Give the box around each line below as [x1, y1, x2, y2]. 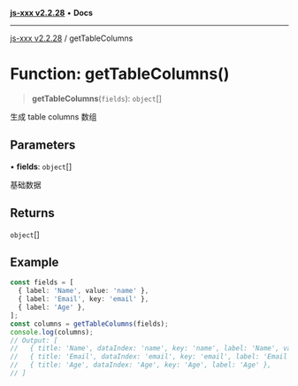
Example [10, 254, 59, 269]
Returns [10, 205, 56, 220]
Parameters [10, 137, 76, 153]
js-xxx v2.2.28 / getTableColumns [10, 33, 134, 43]
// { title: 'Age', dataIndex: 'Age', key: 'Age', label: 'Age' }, [10, 360, 272, 370]
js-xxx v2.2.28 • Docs [10, 8, 94, 18]
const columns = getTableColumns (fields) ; [10, 319, 169, 328]
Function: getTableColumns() [10, 64, 230, 84]
